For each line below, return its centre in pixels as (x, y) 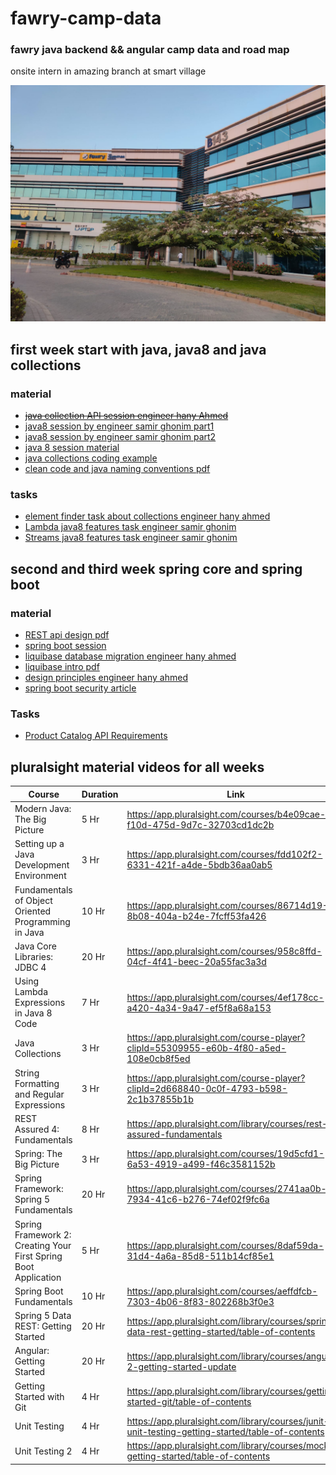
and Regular (39, 1094)
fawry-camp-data (86, 18)
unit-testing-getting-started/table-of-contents (225, 1431)
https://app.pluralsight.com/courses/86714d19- (227, 906)
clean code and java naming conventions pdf (117, 469)
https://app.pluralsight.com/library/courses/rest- (227, 1124)
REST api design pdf (67, 635)
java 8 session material (72, 448)
